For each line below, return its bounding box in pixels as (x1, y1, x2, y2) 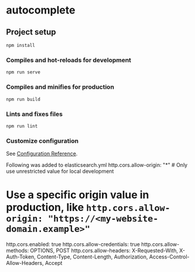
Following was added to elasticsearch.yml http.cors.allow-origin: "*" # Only (6, 162, 188, 169)
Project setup (6, 27, 57, 37)
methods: (6, 247, 29, 254)
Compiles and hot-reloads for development (6, 56, 132, 64)
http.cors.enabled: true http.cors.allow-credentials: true (6, 241, 141, 248)
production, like (6, 201, 84, 214)
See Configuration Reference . (6, 150, 78, 157)
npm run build (6, 96, 41, 102)
